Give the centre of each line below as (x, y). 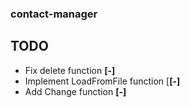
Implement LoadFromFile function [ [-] (102, 81)
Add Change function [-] (75, 91)
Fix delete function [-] (70, 70)
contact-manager (54, 14)
